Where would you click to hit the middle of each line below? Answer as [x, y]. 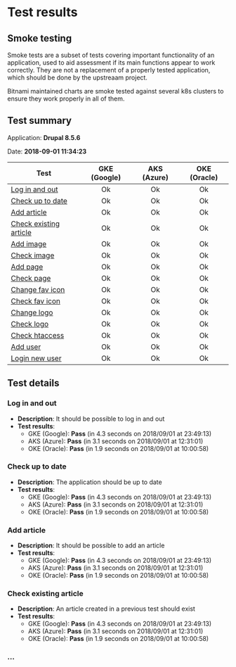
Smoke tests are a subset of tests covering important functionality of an [111, 55]
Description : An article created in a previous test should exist [106, 609]
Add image [29, 243]
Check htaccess [38, 335]
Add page [27, 267]
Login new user [36, 358]
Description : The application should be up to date [90, 482]
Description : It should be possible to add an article [91, 545]
